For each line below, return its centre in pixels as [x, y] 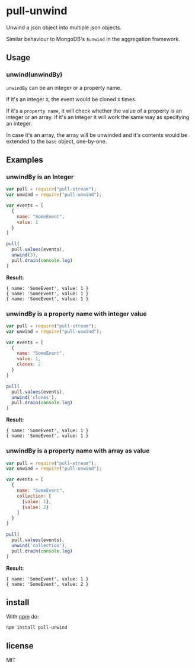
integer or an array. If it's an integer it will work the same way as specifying [98, 117]
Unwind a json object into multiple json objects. [64, 27]
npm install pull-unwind [37, 628]
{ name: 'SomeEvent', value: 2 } [47, 584]
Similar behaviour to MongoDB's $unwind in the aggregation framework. [93, 39]
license [20, 646]
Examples [25, 160]
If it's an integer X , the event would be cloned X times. [71, 99]
